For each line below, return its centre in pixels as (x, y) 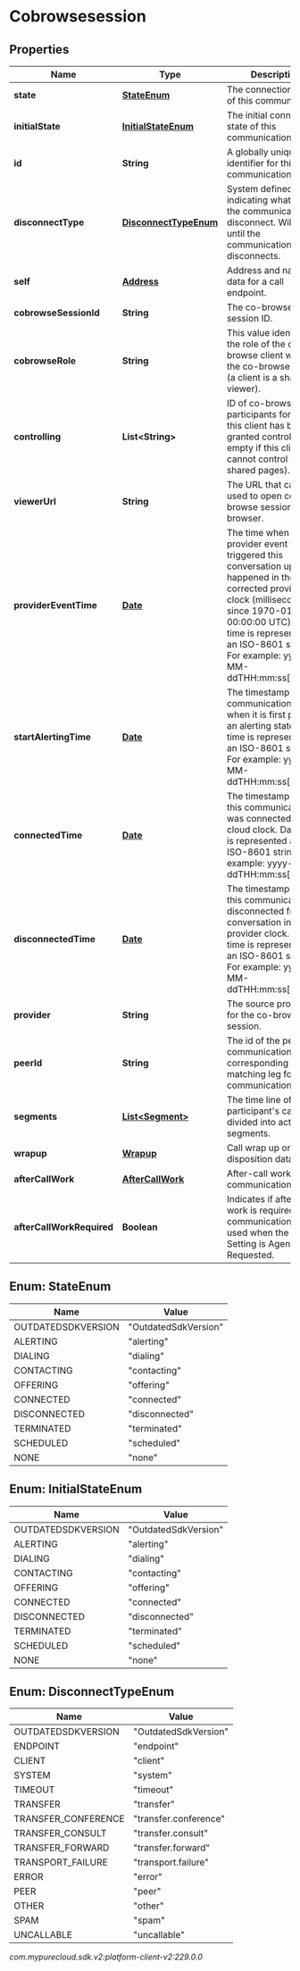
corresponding (257, 1063)
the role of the (256, 344)
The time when (258, 533)
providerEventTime (56, 605)
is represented (257, 841)
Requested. (250, 1255)
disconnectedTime (54, 939)
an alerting (249, 726)
